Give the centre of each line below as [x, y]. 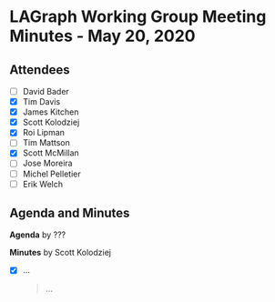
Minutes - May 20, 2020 [102, 36]
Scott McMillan [51, 153]
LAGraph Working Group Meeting [138, 17]
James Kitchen [51, 112]
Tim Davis [41, 102]
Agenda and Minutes [70, 213]
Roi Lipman [44, 133]
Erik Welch [43, 184]
